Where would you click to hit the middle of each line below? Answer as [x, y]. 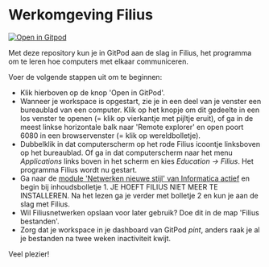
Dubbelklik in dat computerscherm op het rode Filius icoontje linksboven [140, 144]
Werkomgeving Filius [81, 15]
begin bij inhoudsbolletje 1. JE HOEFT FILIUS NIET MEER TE [119, 186]
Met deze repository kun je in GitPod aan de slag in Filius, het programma [130, 52]
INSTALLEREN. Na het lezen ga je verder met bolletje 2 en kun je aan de [139, 195]
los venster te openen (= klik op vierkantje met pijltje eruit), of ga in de [137, 118]
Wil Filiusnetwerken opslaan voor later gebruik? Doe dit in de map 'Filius [139, 212]
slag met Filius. [45, 204]
